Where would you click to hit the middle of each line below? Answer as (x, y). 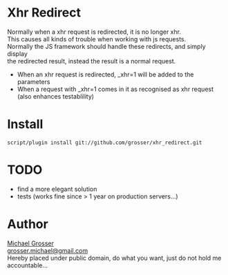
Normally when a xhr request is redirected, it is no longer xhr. (94, 32)
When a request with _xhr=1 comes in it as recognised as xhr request (115, 89)
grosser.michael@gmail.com (48, 250)
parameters (34, 81)
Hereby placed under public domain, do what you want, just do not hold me (114, 258)
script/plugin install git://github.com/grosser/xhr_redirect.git (105, 143)
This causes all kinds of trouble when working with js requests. (97, 39)
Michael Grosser (30, 243)
